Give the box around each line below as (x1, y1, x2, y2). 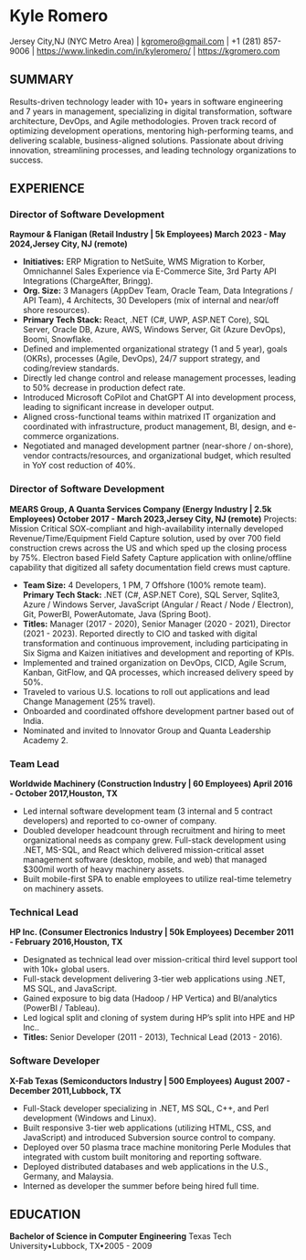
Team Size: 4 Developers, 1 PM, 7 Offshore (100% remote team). (22, 579, 267, 590)
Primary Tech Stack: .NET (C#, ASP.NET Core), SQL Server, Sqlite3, (22, 589, 280, 600)
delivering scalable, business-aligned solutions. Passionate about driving (9, 134, 284, 146)
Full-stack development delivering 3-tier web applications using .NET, (22, 973, 286, 984)
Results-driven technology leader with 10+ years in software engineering (9, 96, 283, 107)
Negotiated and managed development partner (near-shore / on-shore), (22, 440, 294, 452)
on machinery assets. (22, 883, 104, 895)
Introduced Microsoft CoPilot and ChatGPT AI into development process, (22, 392, 297, 403)
